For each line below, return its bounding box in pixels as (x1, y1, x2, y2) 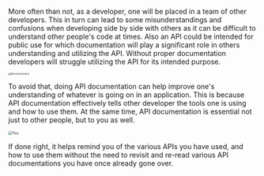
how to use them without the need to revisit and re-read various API (8, 150, 229, 159)
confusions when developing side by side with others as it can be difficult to (8, 24, 256, 32)
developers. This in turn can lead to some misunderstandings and (8, 15, 222, 24)
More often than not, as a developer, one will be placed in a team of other (8, 7, 247, 16)
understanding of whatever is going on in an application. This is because (8, 90, 245, 99)
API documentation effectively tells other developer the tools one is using (8, 99, 247, 107)
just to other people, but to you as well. (8, 115, 135, 125)
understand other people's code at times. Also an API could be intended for (8, 32, 255, 41)
